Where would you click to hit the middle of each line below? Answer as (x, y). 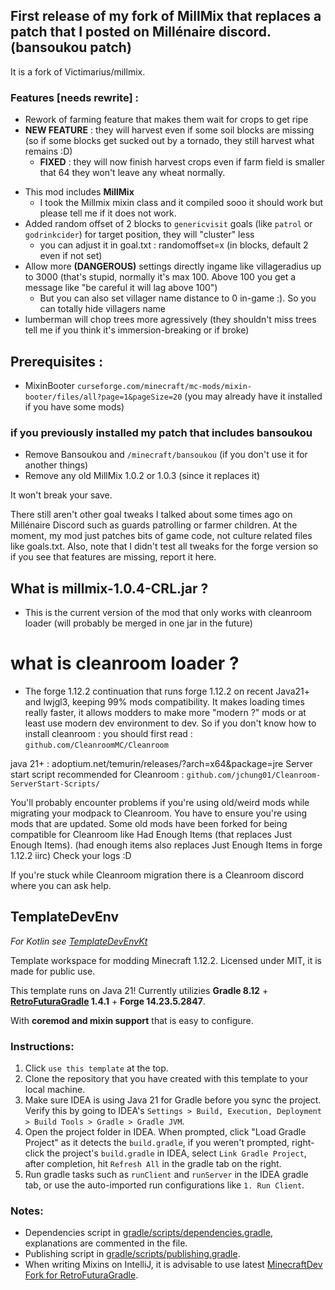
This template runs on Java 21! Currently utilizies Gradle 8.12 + (139, 990)
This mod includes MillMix (79, 192)
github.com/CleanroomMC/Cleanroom (96, 745)
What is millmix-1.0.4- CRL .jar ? (109, 588)
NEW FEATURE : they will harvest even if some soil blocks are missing (169, 130)
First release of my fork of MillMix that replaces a (166, 16)
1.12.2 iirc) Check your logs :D (71, 855)
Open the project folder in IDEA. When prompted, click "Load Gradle (165, 1132)
